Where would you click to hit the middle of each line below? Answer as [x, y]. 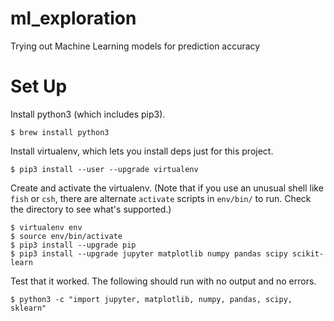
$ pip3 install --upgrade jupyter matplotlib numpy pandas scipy [149, 253]
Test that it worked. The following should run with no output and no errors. [163, 281]
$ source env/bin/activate [66, 236]
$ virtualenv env [46, 227]
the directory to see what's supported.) [91, 209]
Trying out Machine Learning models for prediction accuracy [135, 46]
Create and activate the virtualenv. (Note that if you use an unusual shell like [167, 188]
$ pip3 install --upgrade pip [73, 245]
